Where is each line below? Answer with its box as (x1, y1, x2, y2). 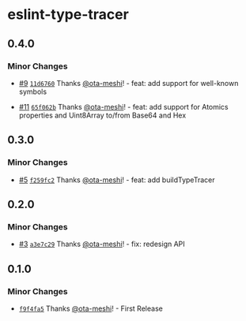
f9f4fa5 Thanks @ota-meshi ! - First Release (18, 304, 163, 313)
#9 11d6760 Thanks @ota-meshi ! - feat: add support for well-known (18, 78, 239, 88)
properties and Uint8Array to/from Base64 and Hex (18, 110, 187, 120)
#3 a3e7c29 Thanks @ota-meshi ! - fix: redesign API (18, 239, 185, 249)
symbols (18, 87, 47, 96)
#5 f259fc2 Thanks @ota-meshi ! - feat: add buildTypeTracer (18, 175, 215, 185)
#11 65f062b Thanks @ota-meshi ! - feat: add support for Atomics (18, 102, 229, 111)
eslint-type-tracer (7, 6, 130, 24)
